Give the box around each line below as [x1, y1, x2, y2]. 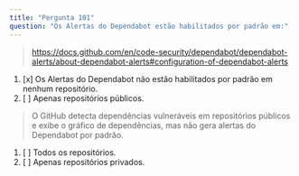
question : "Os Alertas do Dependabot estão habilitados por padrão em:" [9, 22, 289, 31]
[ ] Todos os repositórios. [22, 146, 117, 158]
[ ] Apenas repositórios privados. [22, 156, 145, 167]
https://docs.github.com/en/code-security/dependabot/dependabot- [31, 46, 288, 57]
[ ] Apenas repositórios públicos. [22, 92, 145, 104]
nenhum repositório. [22, 83, 98, 94]
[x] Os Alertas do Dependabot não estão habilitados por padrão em [22, 73, 274, 84]
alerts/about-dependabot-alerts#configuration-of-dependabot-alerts [31, 56, 289, 67]
